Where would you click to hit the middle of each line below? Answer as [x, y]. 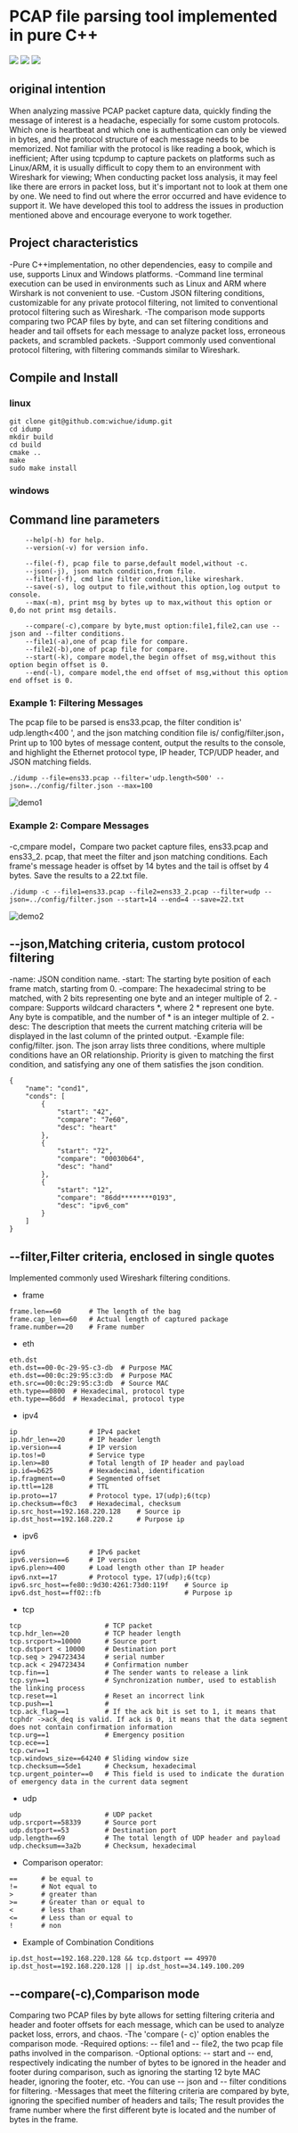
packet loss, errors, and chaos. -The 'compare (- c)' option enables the [139, 2034]
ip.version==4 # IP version [73, 1448]
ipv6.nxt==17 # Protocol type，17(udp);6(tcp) [110, 1577]
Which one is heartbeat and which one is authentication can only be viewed [148, 129]
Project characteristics [74, 243]
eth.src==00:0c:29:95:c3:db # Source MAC [89, 1384]
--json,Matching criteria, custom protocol [127, 944]
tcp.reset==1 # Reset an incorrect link [107, 1696]
